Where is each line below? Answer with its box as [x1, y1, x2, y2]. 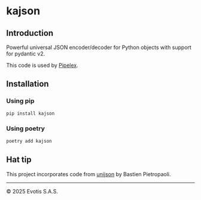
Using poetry [6, 124, 45, 133]
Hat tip [6, 155, 32, 165]
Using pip [6, 97, 35, 105]
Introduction [6, 28, 54, 38]
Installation [6, 79, 49, 89]
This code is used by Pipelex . [6, 61, 79, 69]
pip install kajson [6, 110, 55, 116]
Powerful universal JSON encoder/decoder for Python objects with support [6, 44, 191, 51]
